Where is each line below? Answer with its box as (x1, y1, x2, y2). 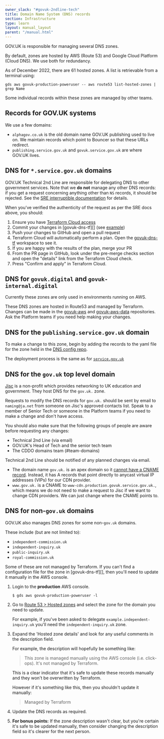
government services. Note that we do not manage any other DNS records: (5, 184, 156, 191)
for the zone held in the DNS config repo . (5, 347, 88, 352)
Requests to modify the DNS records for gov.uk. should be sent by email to (5, 398, 156, 404)
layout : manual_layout (5, 25, 51, 30)
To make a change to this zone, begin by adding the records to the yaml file (5, 341, 157, 347)
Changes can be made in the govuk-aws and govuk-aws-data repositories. (5, 309, 156, 315)
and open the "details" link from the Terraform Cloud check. (12, 255, 133, 261)
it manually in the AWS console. (5, 574, 69, 580)
